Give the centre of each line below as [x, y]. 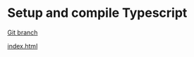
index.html [23, 46]
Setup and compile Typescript [97, 13]
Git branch [23, 32]
